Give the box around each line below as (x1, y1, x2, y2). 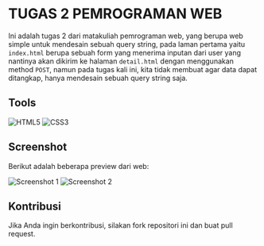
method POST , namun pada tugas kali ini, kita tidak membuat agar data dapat (8, 64, 258, 74)
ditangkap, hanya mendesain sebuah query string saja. (8, 73, 188, 83)
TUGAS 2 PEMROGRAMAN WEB (8, 5, 223, 23)
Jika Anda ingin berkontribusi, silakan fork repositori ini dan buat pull (8, 221, 233, 230)
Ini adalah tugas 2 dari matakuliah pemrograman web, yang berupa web (8, 31, 244, 40)
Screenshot (8, 140, 68, 154)
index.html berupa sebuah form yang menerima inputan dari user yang (8, 48, 241, 57)
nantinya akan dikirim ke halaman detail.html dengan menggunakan (8, 56, 235, 66)
